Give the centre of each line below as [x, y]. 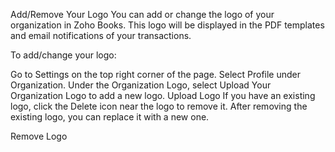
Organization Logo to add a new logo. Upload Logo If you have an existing [163, 95]
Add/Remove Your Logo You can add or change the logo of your [142, 14]
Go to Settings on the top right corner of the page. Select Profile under [156, 74]
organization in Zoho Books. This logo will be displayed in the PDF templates [167, 25]
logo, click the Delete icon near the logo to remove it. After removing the [159, 106]
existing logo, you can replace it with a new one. [110, 117]
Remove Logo [39, 136]
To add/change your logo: [63, 55]
